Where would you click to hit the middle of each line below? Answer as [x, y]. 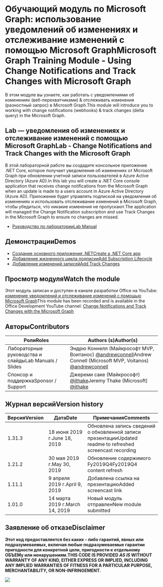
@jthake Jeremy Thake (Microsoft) [109, 381]
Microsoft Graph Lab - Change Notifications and [78, 146]
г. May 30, [59, 464]
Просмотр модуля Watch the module [63, 279]
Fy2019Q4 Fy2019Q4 [112, 464]
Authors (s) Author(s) [113, 340]
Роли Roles [36, 340]
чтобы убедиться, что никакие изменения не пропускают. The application [81, 206]
